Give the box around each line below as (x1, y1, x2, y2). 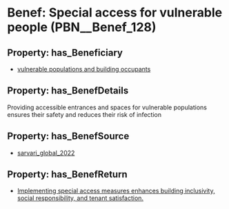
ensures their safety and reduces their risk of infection (7, 110, 162, 118)
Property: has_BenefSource (7, 131, 130, 142)
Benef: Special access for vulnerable (7, 5, 223, 21)
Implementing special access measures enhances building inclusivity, (17, 187, 215, 195)
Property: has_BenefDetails (7, 85, 129, 97)
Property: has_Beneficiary (7, 47, 123, 58)
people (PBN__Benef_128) (7, 19, 157, 35)
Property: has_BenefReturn (7, 168, 128, 180)
